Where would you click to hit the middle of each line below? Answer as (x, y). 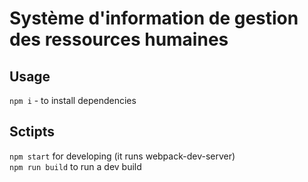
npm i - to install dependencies (73, 100)
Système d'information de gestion (154, 18)
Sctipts (32, 132)
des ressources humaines (119, 39)
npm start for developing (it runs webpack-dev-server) (122, 156)
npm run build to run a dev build (75, 166)
